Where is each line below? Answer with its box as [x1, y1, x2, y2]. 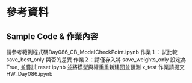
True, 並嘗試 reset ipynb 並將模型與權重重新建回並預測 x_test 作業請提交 [6, 64, 185, 70]
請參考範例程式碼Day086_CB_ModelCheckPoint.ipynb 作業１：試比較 [6, 49, 178, 55]
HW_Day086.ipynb [6, 70, 53, 77]
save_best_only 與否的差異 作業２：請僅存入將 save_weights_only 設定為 [6, 56, 187, 63]
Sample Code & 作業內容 [6, 31, 98, 41]
